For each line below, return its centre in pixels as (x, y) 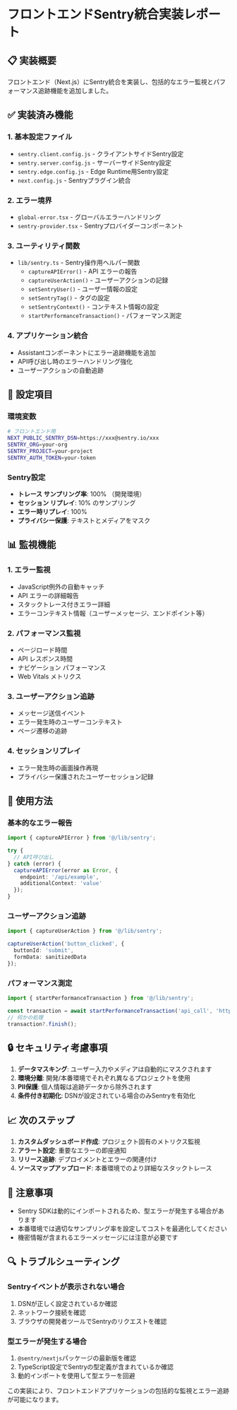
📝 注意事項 (30, 1193)
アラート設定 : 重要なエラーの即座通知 (72, 1151)
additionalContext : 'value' (61, 883)
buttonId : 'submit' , (44, 951)
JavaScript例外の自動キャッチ (61, 587)
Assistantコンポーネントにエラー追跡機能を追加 (87, 352)
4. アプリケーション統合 (48, 336)
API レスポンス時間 (45, 659)
